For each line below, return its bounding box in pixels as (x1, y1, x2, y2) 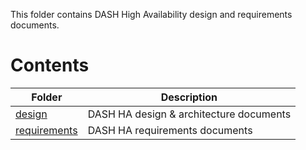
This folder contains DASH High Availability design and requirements (10, 9, 293, 20)
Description (160, 90, 218, 104)
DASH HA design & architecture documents (87, 107, 292, 121)
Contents (10, 54, 90, 77)
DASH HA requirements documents (87, 123, 253, 137)
